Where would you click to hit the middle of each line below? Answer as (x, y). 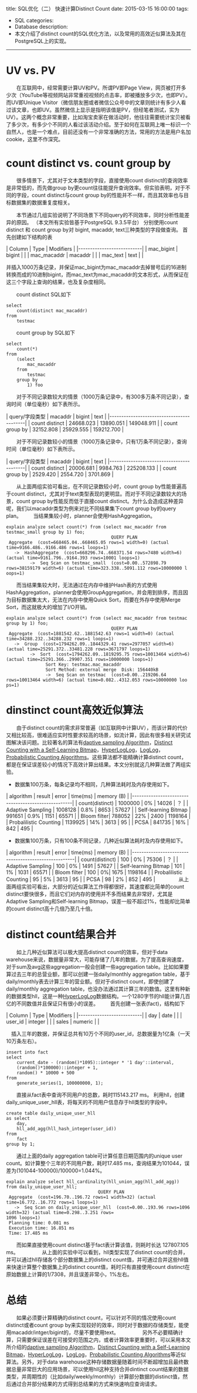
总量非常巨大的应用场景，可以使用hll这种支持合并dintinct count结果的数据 (100, 1369)
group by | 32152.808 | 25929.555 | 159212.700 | (65, 429)
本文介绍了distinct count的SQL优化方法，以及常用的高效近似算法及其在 (100, 34)
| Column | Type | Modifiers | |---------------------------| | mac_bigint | (92, 248)
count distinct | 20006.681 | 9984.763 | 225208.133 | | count (104, 468)
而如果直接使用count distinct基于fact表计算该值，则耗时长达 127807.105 (102, 1245)
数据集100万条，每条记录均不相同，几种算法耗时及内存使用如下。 (94, 784)
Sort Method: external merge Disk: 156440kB (102, 670)
